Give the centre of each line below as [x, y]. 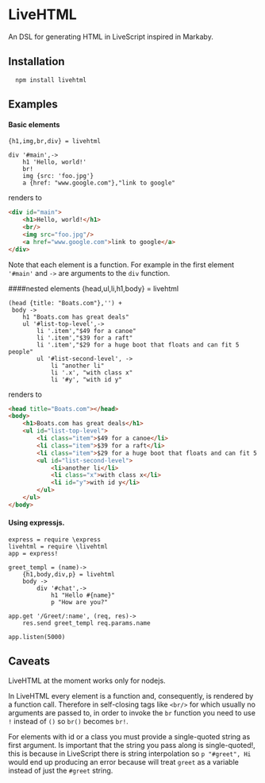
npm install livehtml [51, 80]
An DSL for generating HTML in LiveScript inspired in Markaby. [111, 37]
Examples [33, 105]
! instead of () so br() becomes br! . [68, 721]
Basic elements [34, 124]
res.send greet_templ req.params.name [86, 623]
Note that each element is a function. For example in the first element [121, 265]
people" [21, 351]
